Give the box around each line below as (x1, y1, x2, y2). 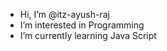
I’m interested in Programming (19, 19, 145, 31)
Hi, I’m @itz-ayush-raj (19, 9, 110, 20)
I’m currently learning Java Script (19, 30, 157, 41)
